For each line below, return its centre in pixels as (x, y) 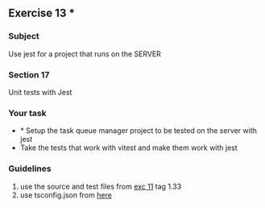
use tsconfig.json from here (66, 195)
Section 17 (29, 74)
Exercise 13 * (41, 13)
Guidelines (30, 168)
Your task (27, 113)
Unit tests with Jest (40, 92)
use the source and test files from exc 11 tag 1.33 (101, 186)
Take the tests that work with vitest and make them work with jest (128, 148)
